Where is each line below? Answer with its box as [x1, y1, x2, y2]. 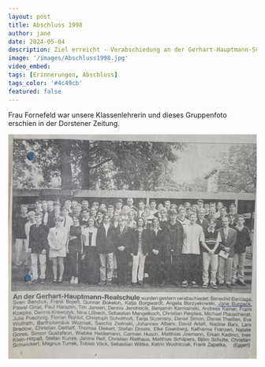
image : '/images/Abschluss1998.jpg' [8, 54, 129, 62]
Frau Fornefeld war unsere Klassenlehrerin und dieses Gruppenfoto [8, 110, 227, 120]
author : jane [8, 29, 51, 37]
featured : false [8, 87, 62, 95]
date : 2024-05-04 [8, 38, 65, 46]
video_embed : [8, 63, 51, 71]
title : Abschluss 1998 [8, 20, 83, 29]
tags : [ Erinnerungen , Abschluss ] [8, 71, 118, 79]
